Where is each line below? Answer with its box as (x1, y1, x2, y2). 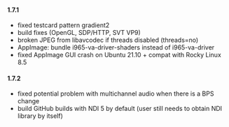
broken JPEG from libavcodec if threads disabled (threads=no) (17, 36, 199, 45)
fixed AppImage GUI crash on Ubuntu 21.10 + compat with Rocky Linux (17, 51, 222, 59)
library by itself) (17, 112, 63, 120)
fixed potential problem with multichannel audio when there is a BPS (17, 89, 214, 98)
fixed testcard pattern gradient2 (17, 21, 110, 29)
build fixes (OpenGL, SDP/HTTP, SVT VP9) (17, 29, 141, 37)
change (17, 97, 40, 105)
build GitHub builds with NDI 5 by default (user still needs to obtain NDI (17, 105, 223, 113)
